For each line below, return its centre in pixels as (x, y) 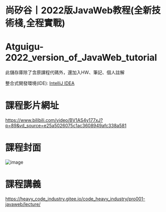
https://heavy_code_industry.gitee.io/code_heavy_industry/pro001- (75, 199)
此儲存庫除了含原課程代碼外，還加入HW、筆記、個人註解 (65, 72)
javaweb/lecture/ (23, 204)
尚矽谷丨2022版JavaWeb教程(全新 (78, 10)
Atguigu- (25, 47)
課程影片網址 (32, 106)
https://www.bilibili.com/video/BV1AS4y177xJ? (54, 120)
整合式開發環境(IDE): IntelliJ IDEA (40, 83)
